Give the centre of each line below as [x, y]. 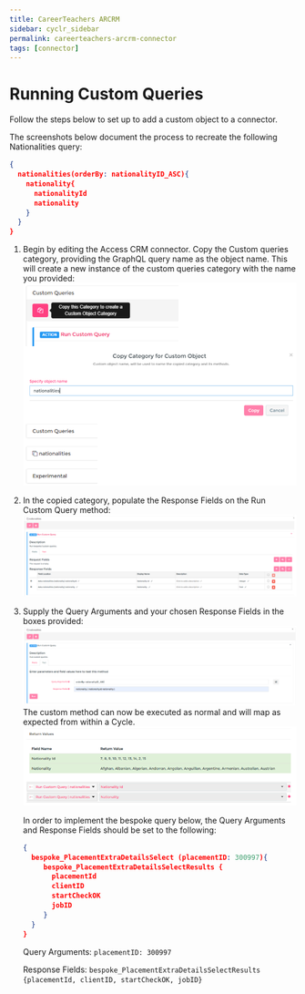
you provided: [49, 279]
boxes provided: [53, 620]
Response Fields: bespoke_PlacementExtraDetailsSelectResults [142, 969]
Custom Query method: [66, 510]
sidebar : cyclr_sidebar [55, 29]
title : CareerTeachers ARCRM [65, 19]
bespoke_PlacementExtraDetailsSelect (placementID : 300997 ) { [150, 857]
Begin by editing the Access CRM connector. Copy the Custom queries [155, 250]
